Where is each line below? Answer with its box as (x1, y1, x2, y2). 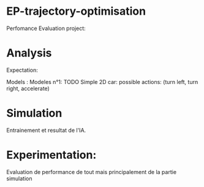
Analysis (6, 46, 52, 60)
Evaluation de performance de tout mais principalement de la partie (6, 168, 176, 175)
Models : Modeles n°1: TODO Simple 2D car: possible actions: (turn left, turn (6, 78, 198, 85)
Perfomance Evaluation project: (6, 25, 86, 32)
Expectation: (6, 66, 38, 74)
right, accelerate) (6, 85, 50, 92)
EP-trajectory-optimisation (6, 4, 146, 18)
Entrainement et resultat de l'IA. (6, 126, 86, 134)
